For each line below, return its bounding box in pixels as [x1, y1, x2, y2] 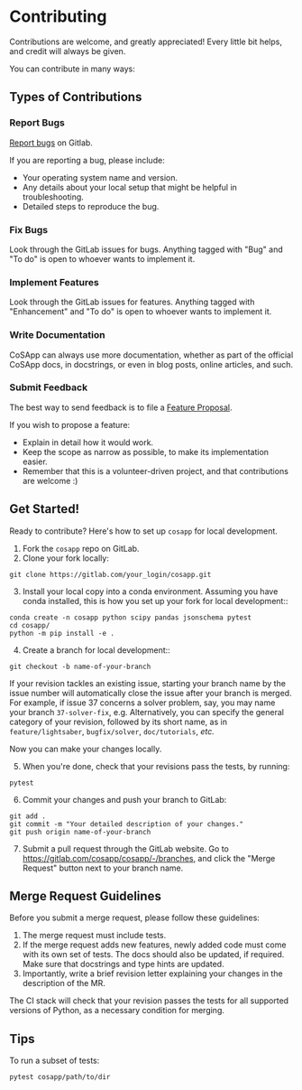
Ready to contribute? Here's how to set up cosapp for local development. [9, 526, 278, 536]
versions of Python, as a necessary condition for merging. [9, 1005, 225, 1016]
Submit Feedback [9, 381, 88, 394]
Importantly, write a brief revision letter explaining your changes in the [22, 968, 283, 979]
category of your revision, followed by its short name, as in [9, 716, 228, 727]
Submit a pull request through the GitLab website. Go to [22, 843, 230, 854]
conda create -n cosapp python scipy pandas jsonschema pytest [9, 612, 252, 622]
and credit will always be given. [9, 45, 126, 56]
